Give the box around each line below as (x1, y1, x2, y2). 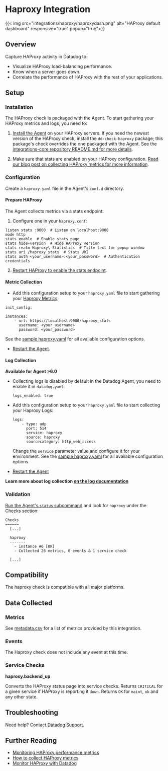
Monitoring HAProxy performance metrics (12, 749, 99, 756)
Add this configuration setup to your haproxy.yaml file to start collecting (12, 402, 160, 408)
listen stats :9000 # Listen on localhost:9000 (5, 228, 109, 233)
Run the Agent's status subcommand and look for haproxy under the (5, 502, 147, 508)
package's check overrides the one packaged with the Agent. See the (12, 141, 157, 147)
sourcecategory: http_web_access (26, 439, 96, 444)
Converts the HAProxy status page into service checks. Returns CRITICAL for (5, 683, 163, 689)
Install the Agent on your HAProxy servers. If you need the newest (12, 130, 149, 136)
